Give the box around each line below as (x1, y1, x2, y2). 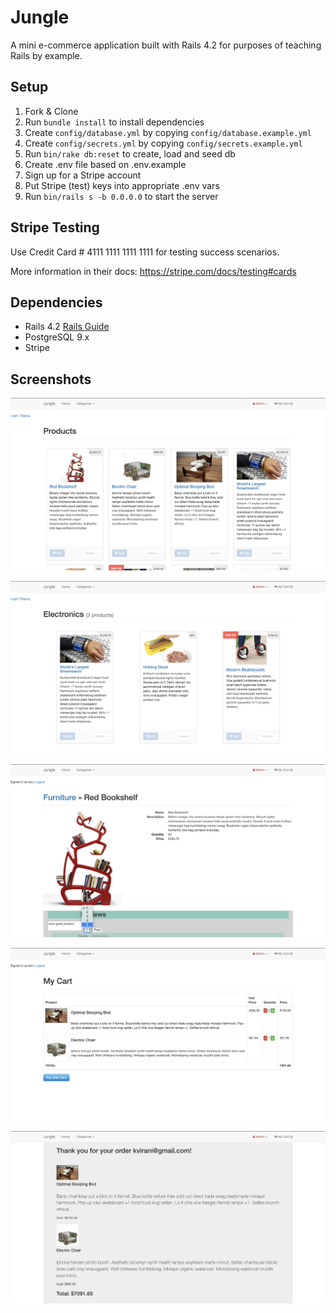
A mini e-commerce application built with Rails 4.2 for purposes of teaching (10, 39, 322, 51)
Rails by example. (10, 49, 83, 61)
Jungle (10, 6, 70, 29)
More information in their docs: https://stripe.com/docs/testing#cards (10, 265, 297, 277)
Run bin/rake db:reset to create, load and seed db (24, 147, 236, 160)
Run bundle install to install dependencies (24, 116, 205, 128)
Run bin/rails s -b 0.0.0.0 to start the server (24, 190, 219, 202)
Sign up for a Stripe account (24, 169, 142, 181)
